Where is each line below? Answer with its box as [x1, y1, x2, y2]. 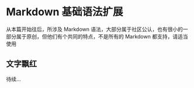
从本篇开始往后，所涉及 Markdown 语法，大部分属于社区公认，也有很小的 [6, 26, 183, 33]
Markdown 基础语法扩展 [6, 5, 124, 19]
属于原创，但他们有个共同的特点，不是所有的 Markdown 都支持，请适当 [16, 33, 188, 40]
